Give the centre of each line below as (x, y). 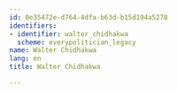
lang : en (25, 58)
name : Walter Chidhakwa (53, 50)
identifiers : (33, 26)
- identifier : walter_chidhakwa (69, 34)
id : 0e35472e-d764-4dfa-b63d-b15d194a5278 (88, 17)
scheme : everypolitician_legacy (77, 42)
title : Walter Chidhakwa (55, 67)
